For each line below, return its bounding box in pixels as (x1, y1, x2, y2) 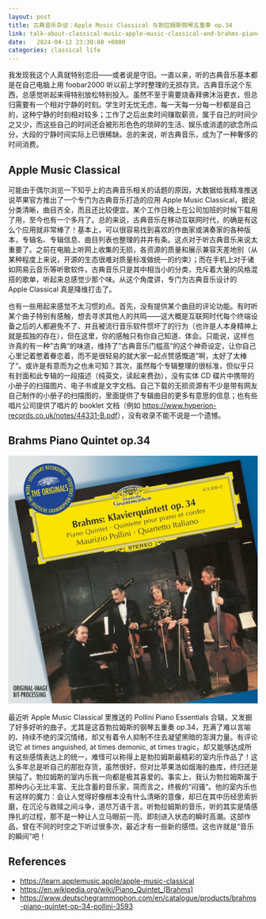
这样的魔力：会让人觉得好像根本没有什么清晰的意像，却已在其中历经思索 (14, 791, 251, 801)
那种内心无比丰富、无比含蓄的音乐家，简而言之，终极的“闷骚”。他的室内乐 (8, 782, 251, 791)
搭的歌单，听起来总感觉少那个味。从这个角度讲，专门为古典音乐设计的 (8, 274, 237, 284)
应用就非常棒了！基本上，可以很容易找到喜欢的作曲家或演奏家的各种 (21, 225, 244, 234)
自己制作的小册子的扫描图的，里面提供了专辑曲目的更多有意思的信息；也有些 (8, 390, 258, 400)
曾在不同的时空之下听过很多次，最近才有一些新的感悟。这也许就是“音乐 (21, 821, 255, 831)
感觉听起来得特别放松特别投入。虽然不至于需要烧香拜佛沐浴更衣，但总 (28, 90, 258, 99)
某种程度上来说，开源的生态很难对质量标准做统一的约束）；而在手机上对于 (8, 254, 248, 264)
